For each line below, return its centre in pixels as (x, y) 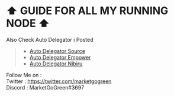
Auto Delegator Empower (60, 57)
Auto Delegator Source (57, 51)
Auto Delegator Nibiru (56, 64)
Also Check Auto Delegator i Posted (50, 39)
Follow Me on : (24, 75)
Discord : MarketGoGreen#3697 (45, 87)
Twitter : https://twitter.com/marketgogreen (59, 81)
